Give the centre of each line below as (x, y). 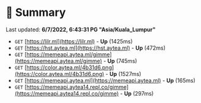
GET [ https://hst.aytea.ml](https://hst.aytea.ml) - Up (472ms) (90, 48)
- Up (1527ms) (123, 74)
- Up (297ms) (137, 93)
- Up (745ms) (120, 61)
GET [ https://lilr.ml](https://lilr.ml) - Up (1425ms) (74, 41)
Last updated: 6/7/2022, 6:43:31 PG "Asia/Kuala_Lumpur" (81, 29)
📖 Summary (36, 13)
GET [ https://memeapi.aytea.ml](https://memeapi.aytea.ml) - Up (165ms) (105, 80)
